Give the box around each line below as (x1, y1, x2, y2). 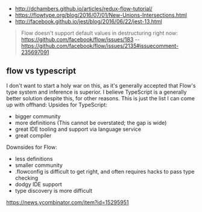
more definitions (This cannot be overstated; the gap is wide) (14, 119, 167, 126)
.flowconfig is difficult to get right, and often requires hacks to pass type (14, 168, 195, 175)
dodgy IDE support (14, 180, 62, 188)
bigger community (14, 112, 61, 120)
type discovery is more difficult (14, 187, 92, 194)
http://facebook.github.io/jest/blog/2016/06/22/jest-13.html (14, 18, 162, 25)
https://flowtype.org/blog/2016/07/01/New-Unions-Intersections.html (14, 11, 187, 19)
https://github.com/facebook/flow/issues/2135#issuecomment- (21, 42, 179, 49)
